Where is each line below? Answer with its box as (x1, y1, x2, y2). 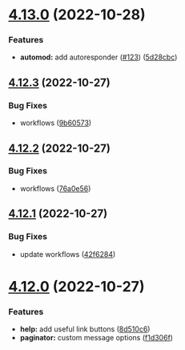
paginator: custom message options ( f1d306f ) (19, 333, 174, 343)
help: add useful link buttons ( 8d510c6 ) (19, 324, 151, 334)
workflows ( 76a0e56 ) (19, 183, 91, 193)
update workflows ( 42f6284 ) (19, 249, 116, 258)
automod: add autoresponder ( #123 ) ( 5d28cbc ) (19, 52, 178, 62)
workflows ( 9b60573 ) (19, 118, 92, 128)
